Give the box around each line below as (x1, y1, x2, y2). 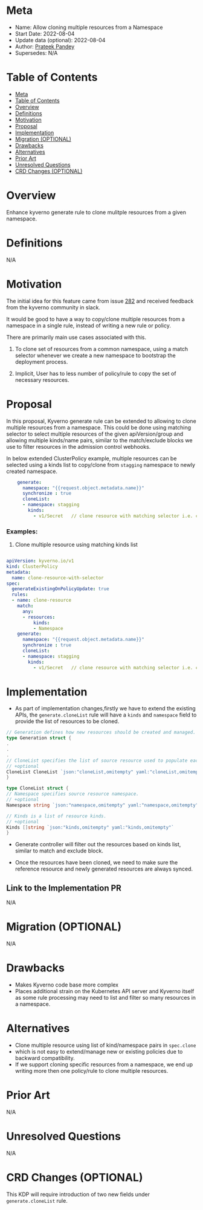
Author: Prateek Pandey (14, 43, 75, 50)
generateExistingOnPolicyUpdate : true (11, 586, 110, 592)
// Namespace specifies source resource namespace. (6, 791, 139, 797)
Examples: (6, 527, 38, 535)
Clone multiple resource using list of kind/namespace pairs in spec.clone (14, 1041, 196, 1049)
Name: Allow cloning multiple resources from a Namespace (14, 24, 163, 31)
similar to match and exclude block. (14, 847, 104, 855)
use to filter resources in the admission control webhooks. (6, 443, 151, 450)
